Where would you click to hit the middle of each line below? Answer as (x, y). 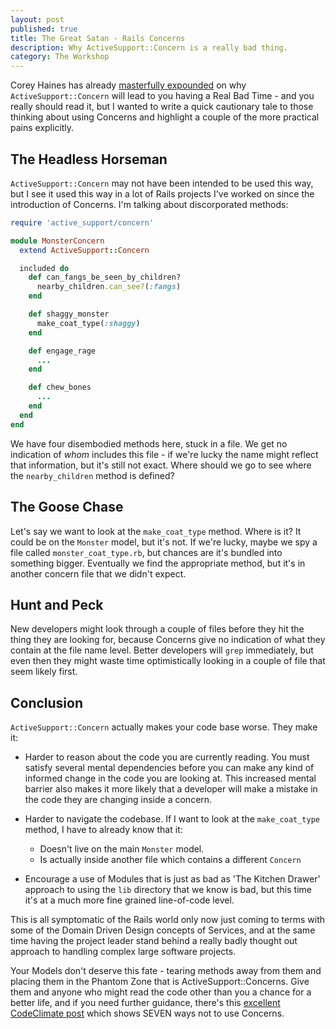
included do (44, 268)
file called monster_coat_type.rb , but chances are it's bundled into (146, 552)
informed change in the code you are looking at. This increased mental (170, 778)
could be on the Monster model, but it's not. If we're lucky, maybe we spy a (164, 542)
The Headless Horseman (89, 159)
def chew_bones (60, 387)
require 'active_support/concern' (82, 222)
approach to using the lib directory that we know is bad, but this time (168, 890)
